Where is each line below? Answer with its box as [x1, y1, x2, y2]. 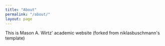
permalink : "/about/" [5, 12, 51, 17]
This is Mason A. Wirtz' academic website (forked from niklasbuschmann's [5, 30, 160, 36]
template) [5, 35, 25, 41]
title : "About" [5, 7, 37, 12]
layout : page [5, 16, 33, 21]
